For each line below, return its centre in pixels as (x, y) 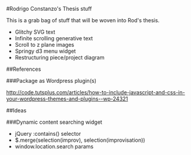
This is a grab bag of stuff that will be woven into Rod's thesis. (83, 20)
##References (24, 69)
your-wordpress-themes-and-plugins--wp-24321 (67, 99)
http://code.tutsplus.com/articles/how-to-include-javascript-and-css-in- (96, 92)
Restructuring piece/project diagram (60, 57)
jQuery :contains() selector (48, 134)
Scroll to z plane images (45, 45)
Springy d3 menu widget (45, 51)
